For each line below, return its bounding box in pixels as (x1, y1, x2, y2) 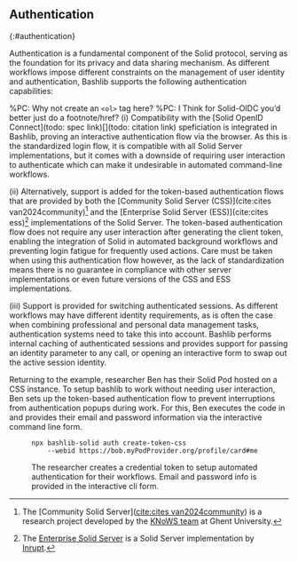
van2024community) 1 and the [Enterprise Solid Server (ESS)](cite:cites (9, 204, 269, 217)
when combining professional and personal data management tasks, (9, 320, 260, 330)
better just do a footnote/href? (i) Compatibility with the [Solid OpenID (9, 112, 263, 123)
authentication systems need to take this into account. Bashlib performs (9, 328, 272, 340)
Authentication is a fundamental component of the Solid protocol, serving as (9, 48, 288, 59)
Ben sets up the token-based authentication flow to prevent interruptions (9, 393, 276, 404)
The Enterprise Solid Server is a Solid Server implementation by (21, 533, 255, 544)
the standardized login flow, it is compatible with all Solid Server (9, 140, 243, 151)
